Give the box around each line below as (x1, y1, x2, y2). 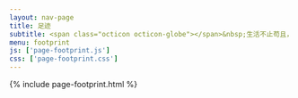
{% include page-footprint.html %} (9, 79, 137, 89)
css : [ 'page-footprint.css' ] (9, 54, 118, 63)
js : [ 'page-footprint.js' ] (9, 46, 110, 55)
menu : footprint (9, 37, 70, 47)
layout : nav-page (9, 12, 74, 22)
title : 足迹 (9, 21, 51, 30)
